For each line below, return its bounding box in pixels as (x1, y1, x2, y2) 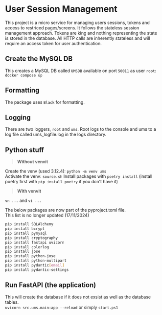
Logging (5, 113, 31, 121)
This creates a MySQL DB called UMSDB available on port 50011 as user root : (5, 68, 157, 73)
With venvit (17, 188, 42, 194)
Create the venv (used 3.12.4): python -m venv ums (5, 168, 107, 174)
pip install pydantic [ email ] (5, 263, 65, 268)
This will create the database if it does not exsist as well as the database (5, 294, 151, 300)
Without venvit (17, 159, 48, 165)
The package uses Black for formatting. (5, 99, 85, 105)
